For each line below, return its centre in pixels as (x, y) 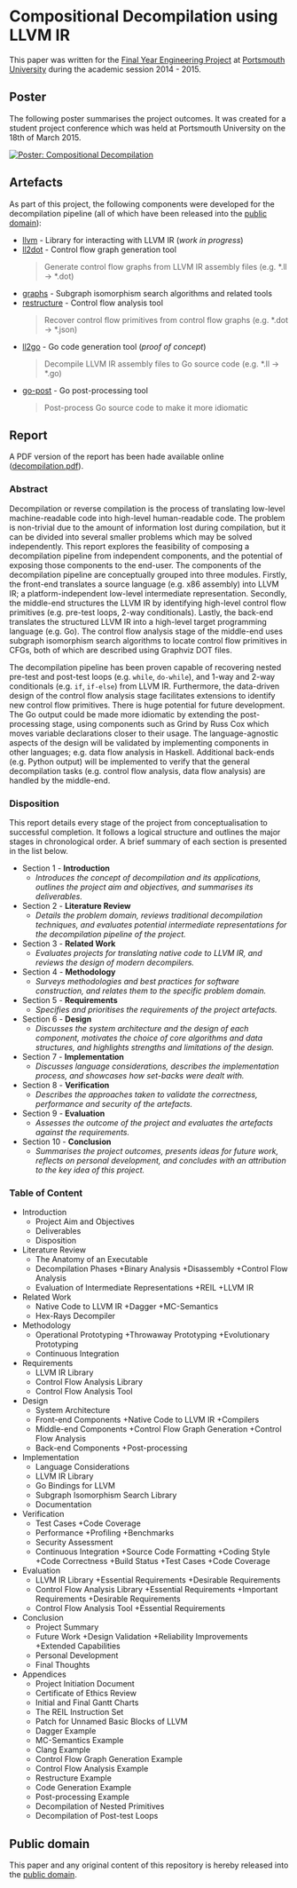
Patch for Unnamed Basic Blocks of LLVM (111, 1722)
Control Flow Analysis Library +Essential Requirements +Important (156, 1590)
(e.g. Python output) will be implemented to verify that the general (129, 762)
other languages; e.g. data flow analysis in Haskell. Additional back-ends (142, 752)
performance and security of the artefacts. (114, 1103)
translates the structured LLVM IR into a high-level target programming (138, 621)
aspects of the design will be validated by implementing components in (139, 742)
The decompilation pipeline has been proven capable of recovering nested (145, 667)
